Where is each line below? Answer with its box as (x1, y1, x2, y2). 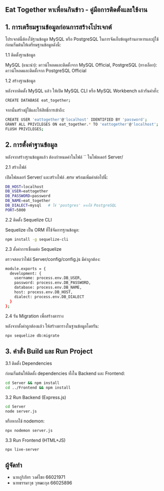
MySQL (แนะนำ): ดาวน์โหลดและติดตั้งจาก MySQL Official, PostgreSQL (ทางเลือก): (5, 62, 157, 68)
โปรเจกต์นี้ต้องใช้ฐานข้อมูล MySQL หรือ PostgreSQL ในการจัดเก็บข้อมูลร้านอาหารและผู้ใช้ (5, 36, 159, 42)
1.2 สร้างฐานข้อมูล (5, 78, 36, 84)
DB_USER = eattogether (5, 189, 49, 194)
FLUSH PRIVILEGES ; (5, 126, 44, 132)
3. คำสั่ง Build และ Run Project (5, 347, 93, 355)
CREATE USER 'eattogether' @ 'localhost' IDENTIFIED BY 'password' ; (5, 117, 147, 122)
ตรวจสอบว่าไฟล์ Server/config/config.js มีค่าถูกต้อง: (5, 256, 101, 262)
